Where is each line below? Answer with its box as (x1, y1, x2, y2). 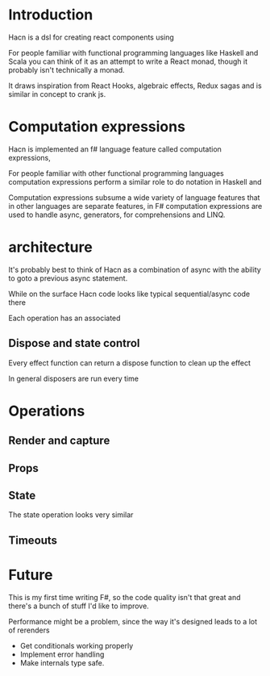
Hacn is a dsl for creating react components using (8, 32, 175, 42)
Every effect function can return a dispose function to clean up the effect (8, 357, 251, 368)
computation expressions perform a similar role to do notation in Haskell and (8, 177, 262, 186)
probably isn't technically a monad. (8, 65, 125, 74)
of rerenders (8, 625, 50, 635)
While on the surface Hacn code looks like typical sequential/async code (8, 289, 251, 298)
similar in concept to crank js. (8, 89, 106, 98)
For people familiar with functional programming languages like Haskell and (8, 48, 259, 57)
